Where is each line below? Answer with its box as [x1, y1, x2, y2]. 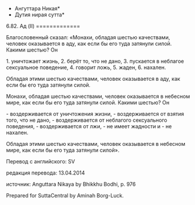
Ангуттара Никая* [14, 5, 60, 12]
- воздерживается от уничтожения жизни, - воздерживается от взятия [6, 111, 184, 117]
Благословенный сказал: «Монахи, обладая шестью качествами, [6, 34, 170, 40]
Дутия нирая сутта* [14, 11, 65, 18]
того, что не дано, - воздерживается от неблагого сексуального [6, 117, 167, 124]
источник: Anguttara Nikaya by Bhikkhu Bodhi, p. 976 [6, 181, 136, 187]
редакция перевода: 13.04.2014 [6, 169, 85, 176]
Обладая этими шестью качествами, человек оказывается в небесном [6, 141, 186, 147]
